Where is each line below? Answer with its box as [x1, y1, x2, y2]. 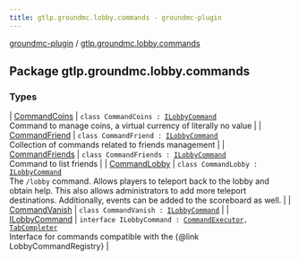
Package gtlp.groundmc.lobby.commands [9, 64, 251, 79]
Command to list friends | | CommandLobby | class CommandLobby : [9, 159, 258, 169]
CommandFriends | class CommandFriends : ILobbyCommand [9, 149, 226, 160]
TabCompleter [9, 223, 58, 233]
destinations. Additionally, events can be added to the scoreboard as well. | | [9, 195, 292, 206]
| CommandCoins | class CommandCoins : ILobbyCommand [9, 111, 218, 122]
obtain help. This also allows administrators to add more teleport [9, 186, 247, 196]
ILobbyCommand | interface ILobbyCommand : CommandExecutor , [9, 214, 248, 225]
